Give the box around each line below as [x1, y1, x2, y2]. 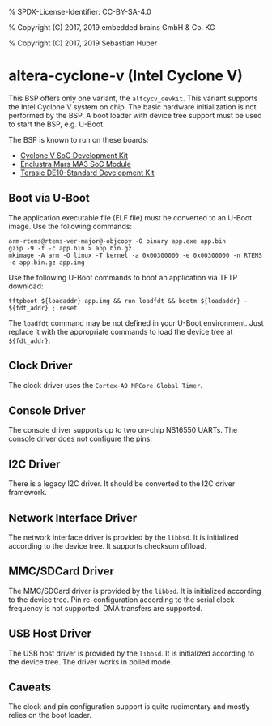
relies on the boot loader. [8, 711, 91, 720]
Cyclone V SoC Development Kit [19, 150, 128, 160]
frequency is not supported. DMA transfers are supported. [8, 603, 203, 613]
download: [8, 281, 44, 291]
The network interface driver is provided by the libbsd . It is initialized [8, 532, 239, 542]
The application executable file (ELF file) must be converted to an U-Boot [8, 212, 253, 222]
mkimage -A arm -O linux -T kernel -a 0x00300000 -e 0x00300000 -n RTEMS [8, 251, 263, 259]
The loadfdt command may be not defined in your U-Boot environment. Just [8, 318, 264, 327]
